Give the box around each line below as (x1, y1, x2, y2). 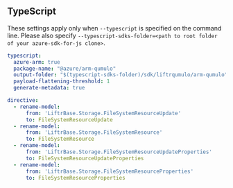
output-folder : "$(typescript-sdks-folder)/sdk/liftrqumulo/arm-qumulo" (13, 71, 228, 78)
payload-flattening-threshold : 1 (13, 78, 110, 85)
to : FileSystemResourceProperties (25, 174, 126, 181)
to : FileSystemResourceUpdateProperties (25, 155, 144, 162)
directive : (7, 97, 39, 104)
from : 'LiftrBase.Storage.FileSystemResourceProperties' (25, 168, 194, 175)
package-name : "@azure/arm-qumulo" (13, 65, 116, 72)
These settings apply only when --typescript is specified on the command (7, 24, 222, 32)
